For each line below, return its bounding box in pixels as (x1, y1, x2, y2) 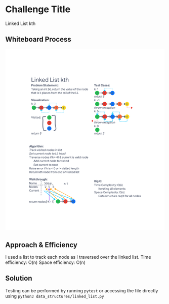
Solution (5, 274, 32, 283)
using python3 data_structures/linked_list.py (5, 293, 104, 299)
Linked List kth (5, 20, 36, 26)
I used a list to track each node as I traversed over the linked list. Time (5, 254, 151, 260)
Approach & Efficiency (5, 240, 77, 249)
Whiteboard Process (5, 35, 72, 44)
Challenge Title (5, 4, 71, 15)
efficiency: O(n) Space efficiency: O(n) (5, 259, 86, 265)
